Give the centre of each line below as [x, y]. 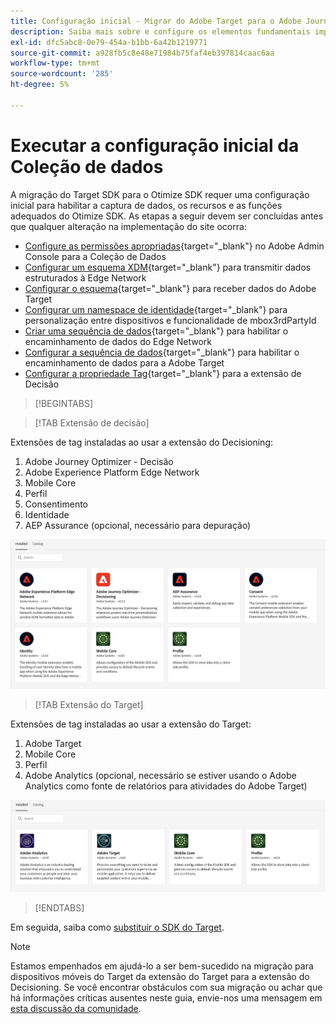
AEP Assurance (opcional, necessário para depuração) [138, 525]
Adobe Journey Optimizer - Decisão [99, 461]
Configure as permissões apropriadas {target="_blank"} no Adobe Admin [174, 246]
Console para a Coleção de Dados [95, 256]
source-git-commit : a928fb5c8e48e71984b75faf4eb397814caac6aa [142, 53]
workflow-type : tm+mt [55, 63]
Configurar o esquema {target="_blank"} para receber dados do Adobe [170, 288]
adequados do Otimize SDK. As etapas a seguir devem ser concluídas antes [167, 216]
